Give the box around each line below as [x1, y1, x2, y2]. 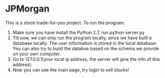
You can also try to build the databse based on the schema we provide [12, 45, 159, 51]
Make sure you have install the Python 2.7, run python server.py [12, 29, 145, 35]
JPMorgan [5, 3, 49, 15]
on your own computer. [12, 51, 62, 57]
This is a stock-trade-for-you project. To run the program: [5, 20, 125, 26]
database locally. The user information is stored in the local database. [12, 40, 157, 46]
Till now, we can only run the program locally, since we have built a [12, 35, 152, 41]
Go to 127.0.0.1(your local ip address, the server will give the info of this [12, 56, 160, 62]
